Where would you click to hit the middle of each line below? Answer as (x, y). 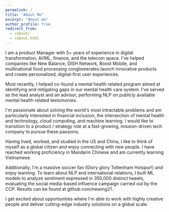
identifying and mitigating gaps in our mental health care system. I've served (85, 89)
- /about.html (24, 39)
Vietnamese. (18, 157)
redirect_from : (21, 29)
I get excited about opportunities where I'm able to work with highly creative (84, 199)
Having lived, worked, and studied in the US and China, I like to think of (79, 141)
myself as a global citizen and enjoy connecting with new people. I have (80, 147)
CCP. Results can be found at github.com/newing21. (59, 189)
